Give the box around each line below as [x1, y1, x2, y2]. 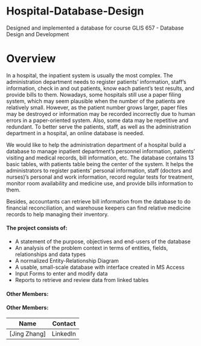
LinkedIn [51, 329, 77, 338]
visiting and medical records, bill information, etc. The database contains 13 [6, 154, 194, 161]
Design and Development [6, 30, 69, 37]
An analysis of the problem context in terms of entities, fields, [14, 245, 168, 252]
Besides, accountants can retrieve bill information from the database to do [6, 197, 191, 205]
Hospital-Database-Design [6, 4, 144, 18]
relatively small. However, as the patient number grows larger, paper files [6, 104, 188, 111]
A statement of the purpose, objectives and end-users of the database [14, 238, 191, 245]
